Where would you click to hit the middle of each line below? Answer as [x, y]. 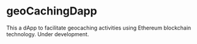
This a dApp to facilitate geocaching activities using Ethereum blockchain [99, 28]
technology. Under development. [48, 34]
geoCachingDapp [52, 11]
